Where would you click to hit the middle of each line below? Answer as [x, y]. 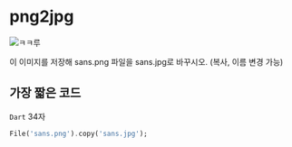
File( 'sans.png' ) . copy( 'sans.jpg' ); [78, 133]
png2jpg [42, 17]
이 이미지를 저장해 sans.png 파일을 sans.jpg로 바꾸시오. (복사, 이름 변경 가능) [146, 61]
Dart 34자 [28, 116]
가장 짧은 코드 [45, 93]
